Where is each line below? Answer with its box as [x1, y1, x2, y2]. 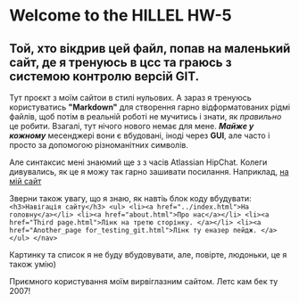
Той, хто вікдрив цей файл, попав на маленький [9, 41, 291, 56]
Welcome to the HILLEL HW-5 [9, 5, 232, 26]
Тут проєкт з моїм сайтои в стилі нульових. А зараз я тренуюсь [9, 93, 252, 102]
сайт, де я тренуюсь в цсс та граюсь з [9, 54, 232, 70]
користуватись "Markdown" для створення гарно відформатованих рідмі [9, 102, 291, 112]
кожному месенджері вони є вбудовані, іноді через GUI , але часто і [9, 130, 270, 141]
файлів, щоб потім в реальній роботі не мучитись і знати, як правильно [9, 111, 282, 121]
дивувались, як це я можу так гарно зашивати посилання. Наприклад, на [9, 167, 289, 176]
